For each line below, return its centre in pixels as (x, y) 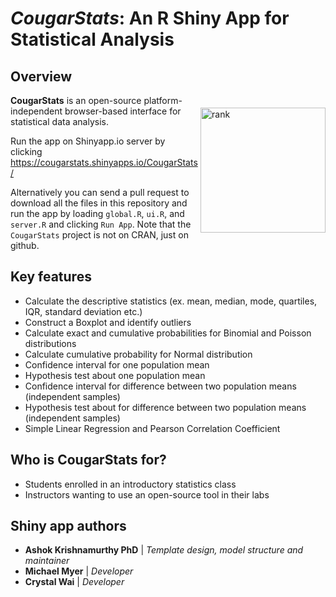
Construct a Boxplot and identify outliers (108, 322)
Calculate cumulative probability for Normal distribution (138, 354)
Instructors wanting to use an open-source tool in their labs (147, 494)
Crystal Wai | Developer (74, 582)
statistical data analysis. (59, 121)
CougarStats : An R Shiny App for (150, 18)
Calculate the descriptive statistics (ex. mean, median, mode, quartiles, (171, 301)
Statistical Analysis (92, 39)
